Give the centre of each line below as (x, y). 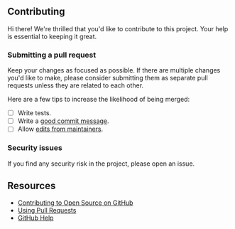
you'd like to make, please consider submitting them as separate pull (108, 78)
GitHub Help (35, 218)
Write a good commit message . (63, 121)
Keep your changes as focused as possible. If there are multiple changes (114, 70)
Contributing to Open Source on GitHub (75, 203)
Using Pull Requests (47, 211)
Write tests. (34, 113)
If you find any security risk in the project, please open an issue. (101, 164)
